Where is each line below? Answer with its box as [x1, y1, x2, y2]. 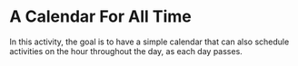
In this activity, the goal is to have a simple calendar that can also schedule [9, 36, 290, 47]
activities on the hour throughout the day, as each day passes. [9, 45, 243, 56]
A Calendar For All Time [9, 6, 193, 27]
